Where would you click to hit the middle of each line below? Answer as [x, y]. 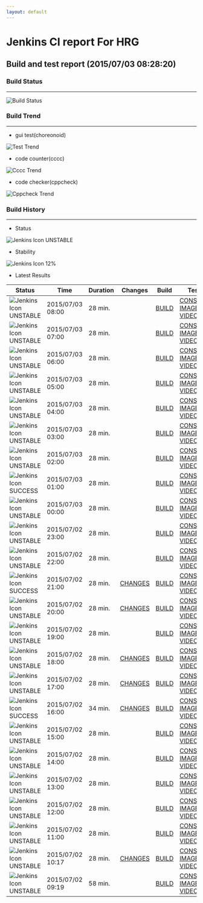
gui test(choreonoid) [40, 135]
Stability [25, 252]
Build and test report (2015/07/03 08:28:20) [91, 64]
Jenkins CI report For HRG [73, 42]
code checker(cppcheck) [47, 182]
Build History [26, 209]
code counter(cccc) [40, 158]
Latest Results [33, 275]
